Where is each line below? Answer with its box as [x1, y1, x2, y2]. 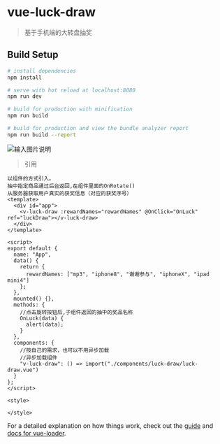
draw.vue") [7, 366, 39, 373]
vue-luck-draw [7, 4, 96, 20]
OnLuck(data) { [20, 315, 64, 322]
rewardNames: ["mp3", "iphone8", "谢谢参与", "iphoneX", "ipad [25, 271, 210, 278]
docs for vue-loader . [7, 429, 66, 437]
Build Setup [7, 49, 59, 61]
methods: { [13, 301, 45, 308]
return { [20, 263, 45, 270]
